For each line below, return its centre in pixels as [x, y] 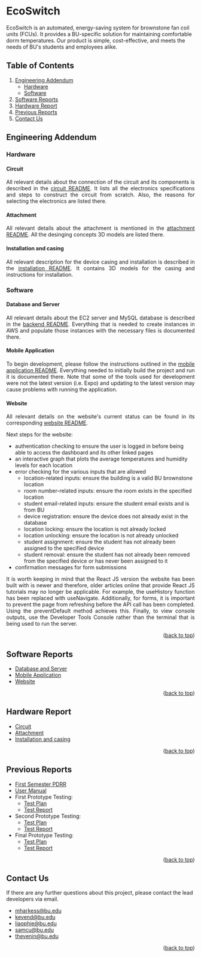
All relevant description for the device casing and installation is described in [100, 262]
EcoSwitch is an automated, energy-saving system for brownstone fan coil [98, 28]
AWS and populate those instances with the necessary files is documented [100, 330]
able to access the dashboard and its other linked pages [84, 453]
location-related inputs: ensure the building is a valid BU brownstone [108, 478]
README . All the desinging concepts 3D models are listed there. [85, 235]
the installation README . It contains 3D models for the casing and [100, 268]
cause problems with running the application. [62, 389]
